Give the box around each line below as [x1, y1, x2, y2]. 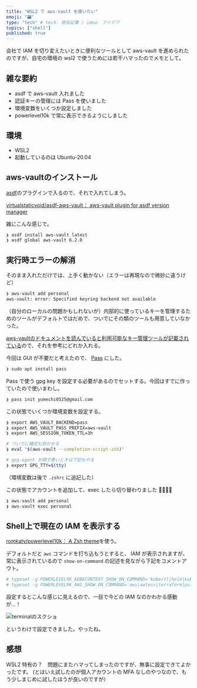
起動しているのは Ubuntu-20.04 [14, 154, 91, 161]
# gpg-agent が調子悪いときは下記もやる [6, 457, 95, 463]
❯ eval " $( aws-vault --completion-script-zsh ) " [6, 447, 125, 452]
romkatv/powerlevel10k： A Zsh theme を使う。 [6, 537, 120, 545]
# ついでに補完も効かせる [6, 441, 60, 447]
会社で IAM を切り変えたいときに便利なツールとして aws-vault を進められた [6, 47, 189, 55]
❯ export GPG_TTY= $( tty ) [6, 462, 67, 468]
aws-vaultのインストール [6, 172, 98, 182]
